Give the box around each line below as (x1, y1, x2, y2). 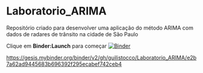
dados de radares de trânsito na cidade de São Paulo (6, 30, 138, 37)
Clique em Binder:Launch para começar (6, 42, 107, 49)
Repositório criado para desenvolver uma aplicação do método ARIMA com (6, 24, 193, 31)
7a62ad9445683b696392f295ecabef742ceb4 (6, 60, 122, 68)
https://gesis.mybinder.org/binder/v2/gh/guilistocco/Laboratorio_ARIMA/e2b (6, 54, 197, 61)
